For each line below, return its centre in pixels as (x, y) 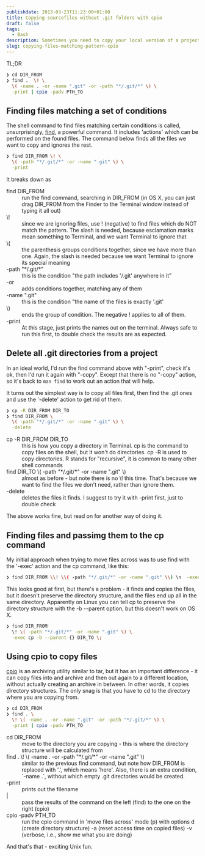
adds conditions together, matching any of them (82, 289)
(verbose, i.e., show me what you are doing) (77, 835)
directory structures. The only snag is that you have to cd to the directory (98, 691)
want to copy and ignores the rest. (49, 145)
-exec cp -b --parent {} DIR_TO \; (57, 637)
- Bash (20, 35)
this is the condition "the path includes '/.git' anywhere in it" (97, 275)
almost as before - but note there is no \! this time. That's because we (109, 478)
